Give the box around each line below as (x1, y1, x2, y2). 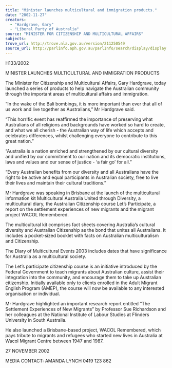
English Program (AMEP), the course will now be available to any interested (5, 285, 164, 291)
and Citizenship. (5, 237, 40, 244)
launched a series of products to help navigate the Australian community (5, 85, 159, 91)
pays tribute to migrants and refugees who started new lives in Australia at (5, 332, 163, 338)
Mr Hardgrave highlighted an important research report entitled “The (5, 300, 150, 306)
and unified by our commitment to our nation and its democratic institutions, (5, 153, 166, 159)
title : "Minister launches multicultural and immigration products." (5, 7, 158, 13)
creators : (5, 17, 27, 22)
